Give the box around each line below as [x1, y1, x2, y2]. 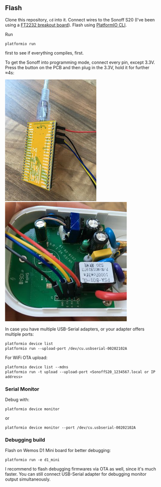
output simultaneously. [5, 476, 51, 482]
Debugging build [5, 436, 45, 443]
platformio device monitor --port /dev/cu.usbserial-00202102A [5, 425, 136, 430]
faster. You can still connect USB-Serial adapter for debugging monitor [5, 471, 147, 477]
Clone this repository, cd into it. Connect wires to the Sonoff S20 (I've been [5, 17, 155, 22]
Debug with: [5, 397, 30, 403]
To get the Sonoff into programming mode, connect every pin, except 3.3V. [5, 59, 155, 65]
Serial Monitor [5, 385, 39, 392]
